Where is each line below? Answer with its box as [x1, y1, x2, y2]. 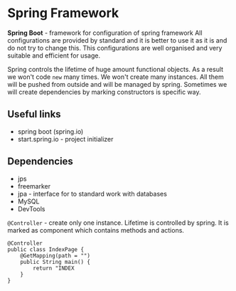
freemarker [17, 181, 51, 190]
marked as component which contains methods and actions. [7, 226, 185, 234]
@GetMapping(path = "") [20, 252, 91, 259]
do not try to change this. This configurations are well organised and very [7, 43, 222, 52]
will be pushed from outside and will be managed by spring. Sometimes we [7, 80, 227, 88]
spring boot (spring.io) [17, 127, 84, 136]
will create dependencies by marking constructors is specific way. [7, 88, 201, 96]
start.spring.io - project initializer [17, 134, 114, 143]
